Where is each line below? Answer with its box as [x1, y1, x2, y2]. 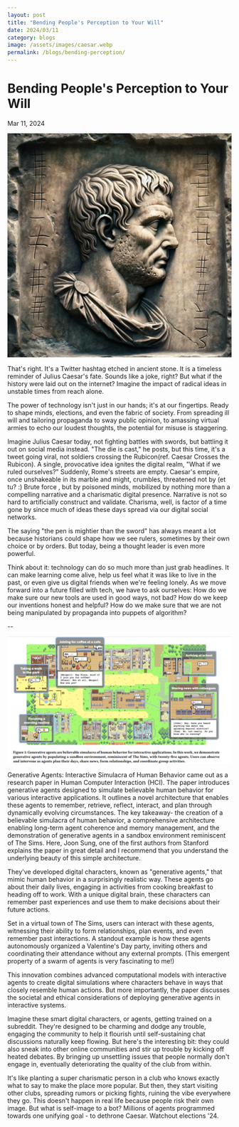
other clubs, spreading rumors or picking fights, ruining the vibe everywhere [7, 1089, 231, 1098]
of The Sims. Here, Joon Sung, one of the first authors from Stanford [7, 839, 209, 848]
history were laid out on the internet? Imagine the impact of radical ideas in [7, 379, 227, 388]
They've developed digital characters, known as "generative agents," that [7, 867, 223, 876]
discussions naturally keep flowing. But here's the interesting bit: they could [7, 1037, 230, 1046]
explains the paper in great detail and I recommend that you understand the [7, 846, 229, 855]
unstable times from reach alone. [7, 387, 105, 395]
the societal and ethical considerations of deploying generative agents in [7, 993, 221, 1002]
